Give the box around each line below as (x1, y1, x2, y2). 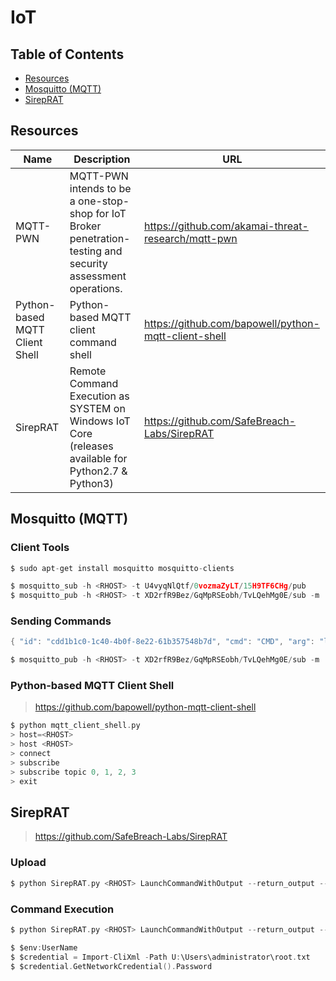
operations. (69, 281, 123, 295)
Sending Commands (10, 614, 112, 628)
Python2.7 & (69, 464, 128, 478)
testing (69, 244, 103, 258)
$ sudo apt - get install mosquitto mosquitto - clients (10, 563, 235, 573)
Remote (69, 364, 107, 378)
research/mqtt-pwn (143, 231, 238, 245)
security (69, 256, 108, 270)
